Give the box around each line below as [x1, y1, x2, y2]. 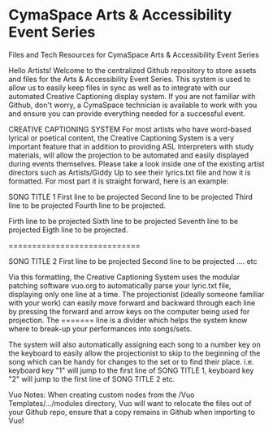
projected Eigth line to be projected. [8, 225, 128, 235]
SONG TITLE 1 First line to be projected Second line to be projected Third [8, 192, 253, 201]
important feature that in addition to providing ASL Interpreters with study [8, 141, 254, 151]
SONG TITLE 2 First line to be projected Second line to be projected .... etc [8, 256, 258, 266]
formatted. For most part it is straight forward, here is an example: [8, 176, 229, 186]
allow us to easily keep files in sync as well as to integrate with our [8, 83, 231, 93]
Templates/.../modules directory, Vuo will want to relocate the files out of [8, 398, 252, 408]
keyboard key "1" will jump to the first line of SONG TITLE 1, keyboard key [8, 365, 254, 375]
